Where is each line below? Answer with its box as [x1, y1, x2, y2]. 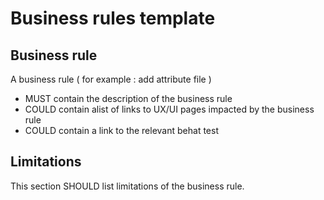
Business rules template [10, 7, 216, 30]
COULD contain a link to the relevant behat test [24, 125, 219, 136]
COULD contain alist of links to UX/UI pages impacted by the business [24, 103, 315, 115]
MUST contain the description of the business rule [24, 93, 233, 104]
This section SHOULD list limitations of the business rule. [10, 180, 245, 192]
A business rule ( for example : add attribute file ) [10, 73, 212, 85]
